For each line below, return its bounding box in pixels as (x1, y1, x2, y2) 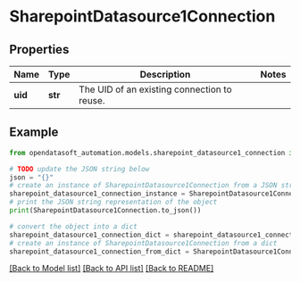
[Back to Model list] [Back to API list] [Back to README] (9, 263, 214, 274)
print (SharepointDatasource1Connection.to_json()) (9, 206, 202, 215)
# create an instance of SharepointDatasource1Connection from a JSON (9, 181, 278, 190)
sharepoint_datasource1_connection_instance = (9, 189, 186, 198)
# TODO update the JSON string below (9, 164, 150, 173)
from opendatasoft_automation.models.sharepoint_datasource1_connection (9, 148, 286, 157)
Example (9, 125, 59, 140)
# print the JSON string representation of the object (9, 198, 218, 207)
